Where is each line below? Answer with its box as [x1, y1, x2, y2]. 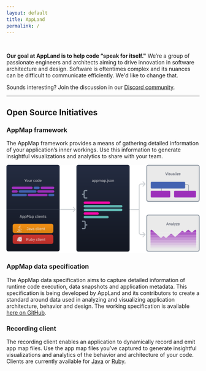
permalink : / [6, 23, 40, 29]
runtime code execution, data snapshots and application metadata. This [6, 283, 188, 290]
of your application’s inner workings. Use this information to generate [6, 146, 181, 153]
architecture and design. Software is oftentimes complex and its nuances [6, 65, 191, 73]
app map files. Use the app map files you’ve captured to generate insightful [6, 345, 197, 352]
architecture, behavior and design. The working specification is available [6, 302, 190, 310]
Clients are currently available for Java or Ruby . [6, 358, 126, 365]
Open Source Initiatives [6, 107, 98, 118]
